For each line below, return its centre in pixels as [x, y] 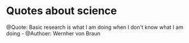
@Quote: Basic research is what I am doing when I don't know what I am [95, 27]
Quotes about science [62, 11]
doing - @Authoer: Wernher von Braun [53, 33]
